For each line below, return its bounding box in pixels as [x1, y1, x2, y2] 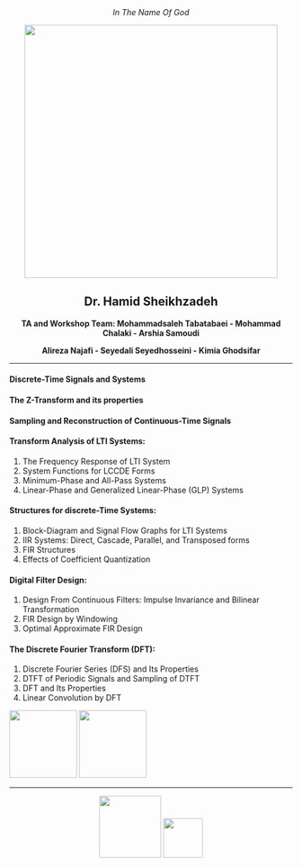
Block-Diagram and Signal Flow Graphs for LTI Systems [22, 525, 227, 536]
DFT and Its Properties [22, 682, 106, 694]
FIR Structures [22, 545, 76, 555]
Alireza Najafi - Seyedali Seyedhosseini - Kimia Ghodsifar [41, 345, 261, 356]
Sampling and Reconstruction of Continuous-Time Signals [9, 415, 232, 426]
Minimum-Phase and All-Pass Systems [22, 474, 166, 485]
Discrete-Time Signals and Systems [9, 374, 147, 384]
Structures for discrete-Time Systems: [9, 505, 157, 516]
